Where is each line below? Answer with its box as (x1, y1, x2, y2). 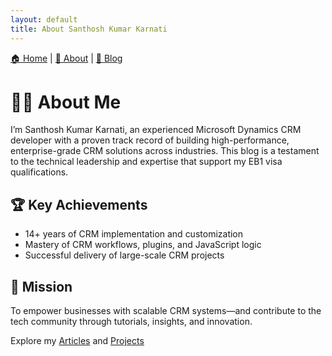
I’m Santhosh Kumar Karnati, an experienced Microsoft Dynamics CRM (10, 124, 302, 136)
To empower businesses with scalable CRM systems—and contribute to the (10, 305, 322, 317)
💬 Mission (10, 278, 73, 295)
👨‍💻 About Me (10, 91, 122, 113)
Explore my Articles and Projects (10, 335, 145, 347)
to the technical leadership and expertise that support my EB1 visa (10, 156, 283, 168)
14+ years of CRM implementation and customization (24, 228, 244, 240)
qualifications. (10, 166, 69, 178)
